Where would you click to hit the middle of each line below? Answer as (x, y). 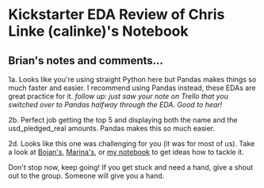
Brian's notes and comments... (86, 60)
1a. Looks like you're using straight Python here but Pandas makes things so (132, 79)
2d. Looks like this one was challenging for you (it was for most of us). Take (132, 143)
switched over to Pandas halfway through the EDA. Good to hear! (115, 105)
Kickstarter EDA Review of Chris (117, 15)
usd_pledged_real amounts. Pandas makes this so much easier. (112, 128)
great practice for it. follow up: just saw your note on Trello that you (118, 96)
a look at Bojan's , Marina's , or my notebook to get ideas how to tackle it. (126, 152)
